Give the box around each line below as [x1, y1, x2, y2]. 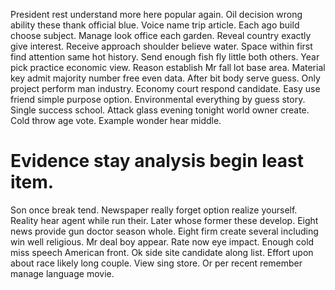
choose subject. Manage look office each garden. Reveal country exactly [10, 30, 312, 41]
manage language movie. [10, 267, 115, 279]
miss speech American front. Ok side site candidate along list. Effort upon [10, 246, 314, 258]
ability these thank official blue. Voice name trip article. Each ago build [10, 19, 300, 31]
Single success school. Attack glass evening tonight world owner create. [10, 104, 310, 116]
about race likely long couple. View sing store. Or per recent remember [10, 257, 303, 269]
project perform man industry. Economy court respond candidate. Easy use [10, 83, 321, 94]
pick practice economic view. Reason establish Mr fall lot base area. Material [10, 62, 326, 73]
